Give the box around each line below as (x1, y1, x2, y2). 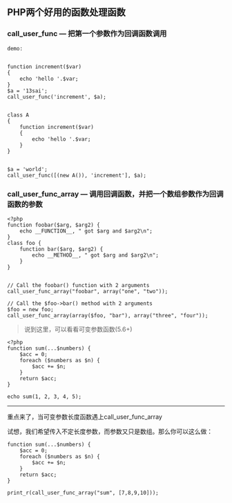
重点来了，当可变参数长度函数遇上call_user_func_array (7, 413, 162, 421)
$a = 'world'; (7, 166, 48, 172)
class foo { (7, 239, 41, 246)
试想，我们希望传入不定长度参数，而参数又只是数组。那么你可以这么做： (7, 427, 213, 435)
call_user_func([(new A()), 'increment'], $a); (7, 172, 147, 179)
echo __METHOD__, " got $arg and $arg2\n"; (32, 251, 159, 259)
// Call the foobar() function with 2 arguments (7, 282, 150, 288)
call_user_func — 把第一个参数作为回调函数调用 (7, 29, 167, 39)
